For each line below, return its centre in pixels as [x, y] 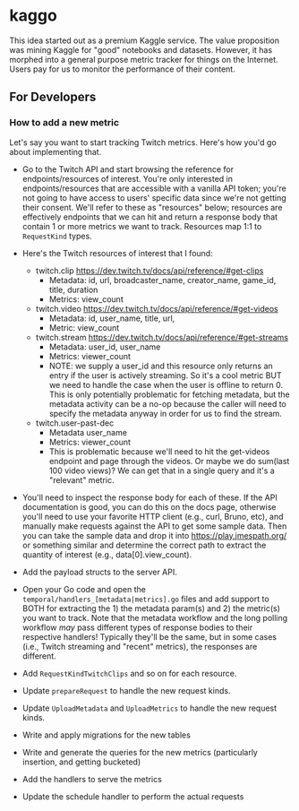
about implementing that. [56, 151]
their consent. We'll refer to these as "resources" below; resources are [152, 207]
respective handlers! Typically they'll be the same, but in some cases [149, 636]
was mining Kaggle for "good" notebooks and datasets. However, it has [141, 49]
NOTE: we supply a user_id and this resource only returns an [161, 366]
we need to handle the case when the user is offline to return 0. [166, 384]
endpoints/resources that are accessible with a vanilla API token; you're [154, 188]
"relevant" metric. [81, 479]
